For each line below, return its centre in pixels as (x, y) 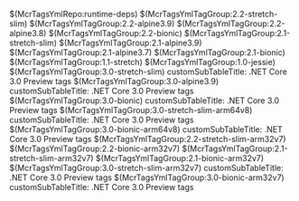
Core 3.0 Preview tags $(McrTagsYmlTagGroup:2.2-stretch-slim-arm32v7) (148, 139)
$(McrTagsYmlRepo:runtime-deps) (74, 14)
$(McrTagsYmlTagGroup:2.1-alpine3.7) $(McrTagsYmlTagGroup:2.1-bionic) (148, 53)
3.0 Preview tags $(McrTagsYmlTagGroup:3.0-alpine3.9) (114, 81)
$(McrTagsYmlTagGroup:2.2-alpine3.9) (102, 24)
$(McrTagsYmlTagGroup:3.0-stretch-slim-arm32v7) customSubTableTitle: (146, 168)
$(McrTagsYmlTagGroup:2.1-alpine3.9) (130, 43)
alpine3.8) (28, 33)
